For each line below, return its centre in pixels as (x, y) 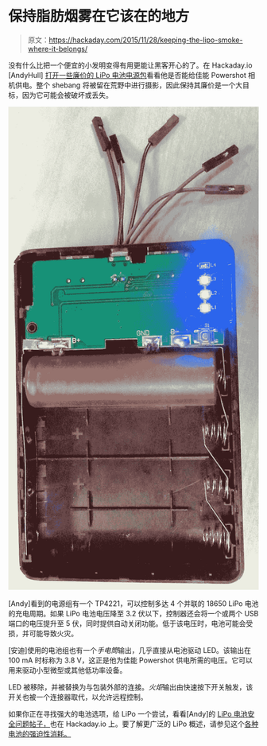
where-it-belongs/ (58, 49)
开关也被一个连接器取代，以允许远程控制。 (78, 697)
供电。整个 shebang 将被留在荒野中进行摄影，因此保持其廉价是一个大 (129, 85)
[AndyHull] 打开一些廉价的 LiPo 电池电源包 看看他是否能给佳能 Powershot (127, 75)
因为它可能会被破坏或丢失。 (67, 95)
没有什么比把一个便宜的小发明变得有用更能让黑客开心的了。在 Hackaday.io (130, 65)
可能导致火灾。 (53, 633)
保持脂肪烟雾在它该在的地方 (99, 16)
